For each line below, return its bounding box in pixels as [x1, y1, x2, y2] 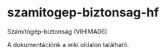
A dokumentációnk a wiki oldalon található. [7, 40, 129, 49]
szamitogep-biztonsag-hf [7, 5, 159, 21]
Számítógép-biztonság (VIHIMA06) [7, 27, 108, 36]
